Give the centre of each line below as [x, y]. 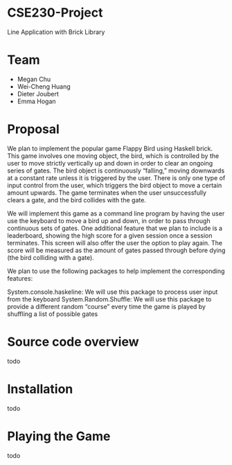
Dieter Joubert [38, 94]
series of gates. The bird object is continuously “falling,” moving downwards [116, 170]
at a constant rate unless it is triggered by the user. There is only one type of [116, 177]
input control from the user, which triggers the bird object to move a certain [115, 185]
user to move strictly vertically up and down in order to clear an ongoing [110, 163]
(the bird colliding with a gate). [51, 257]
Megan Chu [34, 79]
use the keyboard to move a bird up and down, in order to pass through [109, 220]
